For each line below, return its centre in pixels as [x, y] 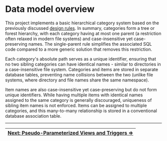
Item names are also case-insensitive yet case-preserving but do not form [81, 89]
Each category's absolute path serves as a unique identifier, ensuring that [81, 59]
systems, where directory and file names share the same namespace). [77, 80]
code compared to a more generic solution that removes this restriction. [79, 49]
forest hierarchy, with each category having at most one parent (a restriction [83, 33]
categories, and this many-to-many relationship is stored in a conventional [81, 111]
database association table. [33, 116]
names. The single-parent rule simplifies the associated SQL [90, 44]
